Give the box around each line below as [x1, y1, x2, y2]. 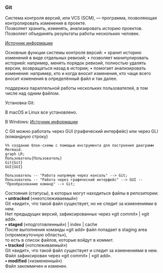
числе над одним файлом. [5, 90, 60, 97]
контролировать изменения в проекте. [5, 20, 86, 26]
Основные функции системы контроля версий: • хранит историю [5, 50, 142, 55]
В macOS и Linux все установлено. [5, 109, 77, 115]
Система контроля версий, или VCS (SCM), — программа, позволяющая [5, 15, 157, 21]
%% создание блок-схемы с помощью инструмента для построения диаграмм [5, 143, 154, 148]
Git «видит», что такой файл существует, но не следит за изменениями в [5, 200, 157, 207]
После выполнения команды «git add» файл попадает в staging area [5, 227, 147, 233]
